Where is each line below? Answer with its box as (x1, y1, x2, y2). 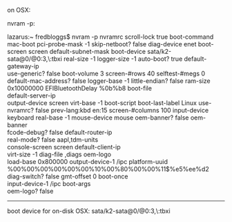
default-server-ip (7, 91, 57, 100)
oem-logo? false (7, 187, 54, 195)
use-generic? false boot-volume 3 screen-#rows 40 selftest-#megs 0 (7, 69, 206, 77)
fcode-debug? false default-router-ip (7, 128, 113, 136)
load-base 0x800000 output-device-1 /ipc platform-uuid (7, 158, 168, 165)
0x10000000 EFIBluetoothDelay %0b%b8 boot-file (7, 84, 152, 92)
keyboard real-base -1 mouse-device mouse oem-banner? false (7, 113, 189, 122)
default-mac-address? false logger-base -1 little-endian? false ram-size (7, 77, 211, 85)
